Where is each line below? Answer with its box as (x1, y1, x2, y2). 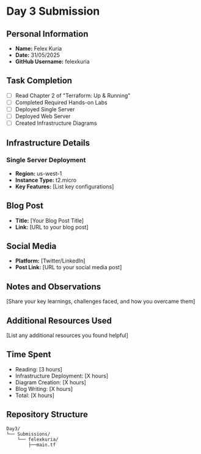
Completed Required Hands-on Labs (15, 99, 108, 106)
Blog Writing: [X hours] (15, 385, 73, 392)
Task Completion (6, 75, 72, 86)
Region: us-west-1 (15, 169, 62, 177)
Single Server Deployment (6, 156, 86, 165)
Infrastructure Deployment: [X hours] (15, 372, 109, 379)
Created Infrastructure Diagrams (15, 119, 97, 127)
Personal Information (6, 29, 89, 39)
